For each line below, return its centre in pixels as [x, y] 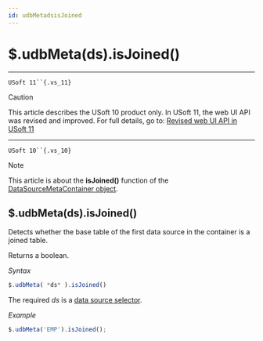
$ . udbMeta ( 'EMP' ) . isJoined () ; [58, 330]
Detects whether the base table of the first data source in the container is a [129, 232]
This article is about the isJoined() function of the [88, 180]
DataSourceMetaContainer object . [63, 188]
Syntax [20, 270]
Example [22, 315]
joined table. [28, 241]
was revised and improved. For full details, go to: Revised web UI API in [122, 120]
